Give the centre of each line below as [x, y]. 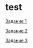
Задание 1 [16, 21]
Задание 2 [16, 30]
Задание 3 [16, 40]
